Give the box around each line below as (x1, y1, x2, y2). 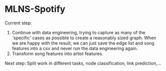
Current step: (4, 20, 32, 26)
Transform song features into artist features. (11, 51, 103, 57)
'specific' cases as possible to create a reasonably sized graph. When (11, 35, 156, 41)
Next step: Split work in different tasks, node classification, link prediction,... (4, 60, 161, 66)
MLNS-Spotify (4, 3, 65, 15)
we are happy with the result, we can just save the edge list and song (11, 40, 154, 46)
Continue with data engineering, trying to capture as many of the (11, 29, 145, 35)
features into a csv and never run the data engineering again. (11, 45, 138, 51)
